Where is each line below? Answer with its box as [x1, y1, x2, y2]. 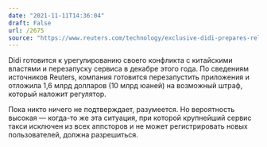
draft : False [8, 19, 52, 27]
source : [8, 33, 34, 42]
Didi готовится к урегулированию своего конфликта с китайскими [8, 56, 233, 65]
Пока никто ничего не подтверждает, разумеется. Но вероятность [8, 105, 235, 114]
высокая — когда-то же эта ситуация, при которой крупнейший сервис [8, 113, 252, 123]
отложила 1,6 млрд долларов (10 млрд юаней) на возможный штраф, [8, 81, 243, 91]
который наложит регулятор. [8, 89, 107, 99]
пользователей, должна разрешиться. [8, 130, 139, 140]
